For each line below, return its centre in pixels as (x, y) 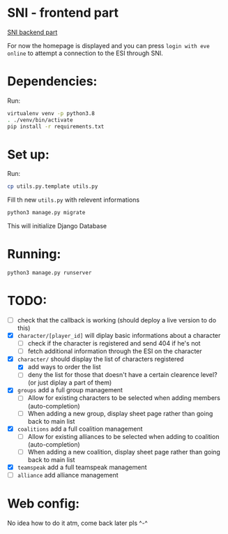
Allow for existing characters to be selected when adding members (124, 398)
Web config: (44, 504)
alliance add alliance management (68, 475)
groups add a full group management (70, 390)
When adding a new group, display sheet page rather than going (120, 413)
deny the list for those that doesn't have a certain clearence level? (122, 375)
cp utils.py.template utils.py (53, 186)
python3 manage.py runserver (50, 273)
